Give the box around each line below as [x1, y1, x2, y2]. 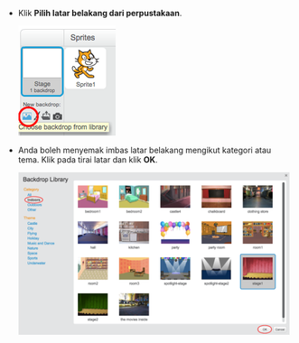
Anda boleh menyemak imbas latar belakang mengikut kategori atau [17, 144, 272, 155]
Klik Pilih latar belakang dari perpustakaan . [17, 8, 182, 18]
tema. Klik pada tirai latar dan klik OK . [17, 154, 158, 165]
